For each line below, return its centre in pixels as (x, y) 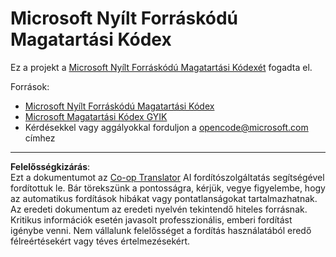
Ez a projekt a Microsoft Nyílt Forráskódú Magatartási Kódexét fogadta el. (161, 67)
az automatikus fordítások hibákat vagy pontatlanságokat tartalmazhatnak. (164, 198)
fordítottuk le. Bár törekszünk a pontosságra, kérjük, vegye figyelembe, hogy (168, 188)
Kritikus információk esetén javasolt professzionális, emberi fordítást (151, 219)
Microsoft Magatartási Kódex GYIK (96, 116)
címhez (40, 138)
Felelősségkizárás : (50, 166)
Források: (30, 86)
